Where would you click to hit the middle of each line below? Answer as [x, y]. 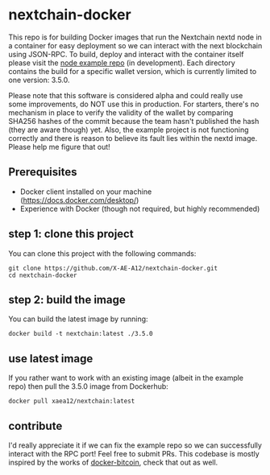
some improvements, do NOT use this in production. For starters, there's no [134, 104]
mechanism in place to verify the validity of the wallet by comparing [121, 112]
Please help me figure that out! [59, 147]
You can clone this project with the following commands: [102, 253]
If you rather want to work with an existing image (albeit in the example [126, 378]
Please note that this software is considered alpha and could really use [126, 95]
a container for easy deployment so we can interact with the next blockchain [135, 45]
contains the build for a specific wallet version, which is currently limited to [133, 71]
